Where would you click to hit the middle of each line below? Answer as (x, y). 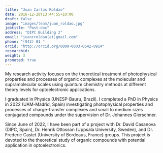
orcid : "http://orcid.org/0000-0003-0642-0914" (55, 46)
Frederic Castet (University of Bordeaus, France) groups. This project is (78, 135)
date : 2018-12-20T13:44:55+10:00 (39, 14)
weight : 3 (15, 55)
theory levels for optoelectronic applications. (50, 90)
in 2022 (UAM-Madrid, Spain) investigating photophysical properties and (79, 104)
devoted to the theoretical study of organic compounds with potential (75, 140)
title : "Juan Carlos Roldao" (35, 10)
